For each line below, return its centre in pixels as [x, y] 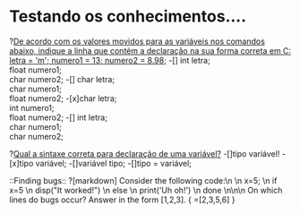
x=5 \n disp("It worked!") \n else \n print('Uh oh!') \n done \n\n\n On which [146, 190]
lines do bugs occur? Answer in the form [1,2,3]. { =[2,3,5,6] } [122, 200]
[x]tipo [21, 163]
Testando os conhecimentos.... [128, 17]
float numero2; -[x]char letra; [63, 98]
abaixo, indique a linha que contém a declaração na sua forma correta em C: [150, 50]
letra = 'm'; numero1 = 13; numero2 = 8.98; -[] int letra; [110, 60]
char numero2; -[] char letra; [62, 79]
